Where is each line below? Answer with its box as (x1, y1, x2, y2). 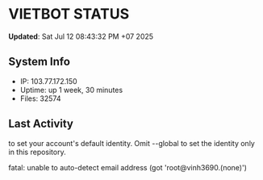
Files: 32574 (19, 94, 62, 103)
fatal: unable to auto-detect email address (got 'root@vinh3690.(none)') (8, 162, 248, 172)
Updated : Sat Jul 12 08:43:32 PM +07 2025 (8, 31, 154, 41)
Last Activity (8, 117, 74, 131)
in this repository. (8, 147, 66, 157)
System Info (8, 55, 71, 69)
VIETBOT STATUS (8, 5, 130, 23)
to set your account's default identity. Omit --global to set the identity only (8, 138, 256, 148)
